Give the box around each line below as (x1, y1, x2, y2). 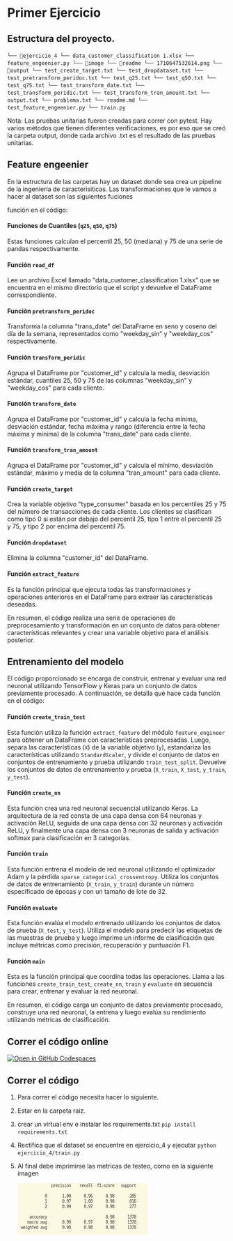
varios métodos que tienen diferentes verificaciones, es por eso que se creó (7, 124, 226, 132)
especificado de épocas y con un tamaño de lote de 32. (7, 888, 168, 896)
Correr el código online (7, 1035, 109, 1047)
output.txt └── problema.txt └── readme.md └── (7, 97, 148, 104)
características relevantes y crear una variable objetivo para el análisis (7, 628, 209, 637)
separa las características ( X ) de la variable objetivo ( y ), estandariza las (7, 743, 211, 751)
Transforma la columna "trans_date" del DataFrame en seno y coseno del (7, 322, 217, 330)
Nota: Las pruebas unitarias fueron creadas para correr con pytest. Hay (7, 116, 212, 125)
